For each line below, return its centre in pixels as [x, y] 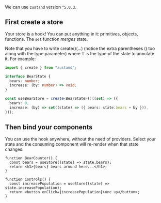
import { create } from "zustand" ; [41, 67]
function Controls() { [28, 179]
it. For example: [21, 59]
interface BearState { [28, 76]
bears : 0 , [19, 103]
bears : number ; [25, 81]
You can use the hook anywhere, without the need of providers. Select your [80, 139]
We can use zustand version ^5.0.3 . [41, 7]
